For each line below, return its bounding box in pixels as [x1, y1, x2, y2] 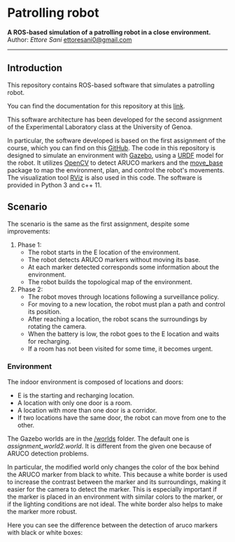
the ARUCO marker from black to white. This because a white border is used [7, 470, 228, 478]
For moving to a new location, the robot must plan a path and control [27, 300, 226, 308]
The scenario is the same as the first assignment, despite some [7, 219, 190, 228]
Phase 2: [17, 285, 43, 293]
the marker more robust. [7, 507, 78, 515]
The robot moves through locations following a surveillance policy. [27, 292, 220, 301]
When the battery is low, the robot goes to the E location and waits [27, 330, 220, 338]
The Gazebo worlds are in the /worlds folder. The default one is [7, 434, 190, 443]
